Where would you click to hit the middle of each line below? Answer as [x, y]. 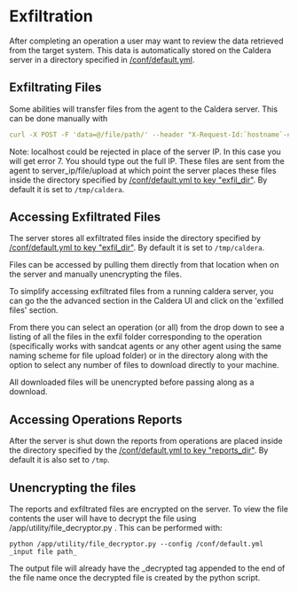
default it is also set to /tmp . [60, 460]
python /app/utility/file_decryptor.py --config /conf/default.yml [137, 544]
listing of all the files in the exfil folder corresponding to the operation [136, 337]
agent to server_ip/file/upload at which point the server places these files [143, 170]
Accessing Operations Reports [96, 420]
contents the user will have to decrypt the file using [103, 518]
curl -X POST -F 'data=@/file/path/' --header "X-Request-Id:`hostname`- [149, 135]
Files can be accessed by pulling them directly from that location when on [144, 265]
